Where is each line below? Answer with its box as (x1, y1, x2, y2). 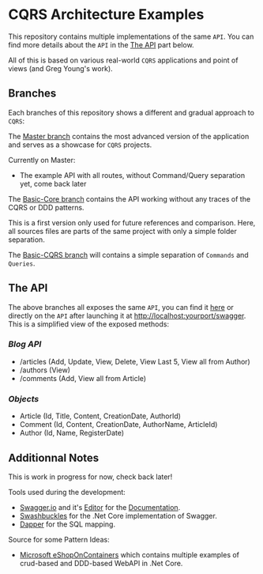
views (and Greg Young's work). (8, 63, 113, 73)
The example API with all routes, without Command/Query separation (19, 170, 246, 179)
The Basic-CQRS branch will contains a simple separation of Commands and (8, 250, 249, 259)
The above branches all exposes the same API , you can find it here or (8, 302, 235, 312)
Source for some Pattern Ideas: (8, 534, 110, 544)
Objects (8, 393, 39, 404)
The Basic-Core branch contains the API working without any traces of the (8, 194, 251, 203)
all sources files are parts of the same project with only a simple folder (8, 226, 237, 236)
